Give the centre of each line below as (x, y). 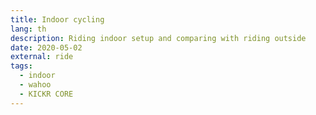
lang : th (28, 29)
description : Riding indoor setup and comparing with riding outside (158, 38)
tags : (21, 66)
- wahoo (35, 85)
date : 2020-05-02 (46, 47)
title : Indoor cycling (57, 19)
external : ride (42, 57)
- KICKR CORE (46, 94)
